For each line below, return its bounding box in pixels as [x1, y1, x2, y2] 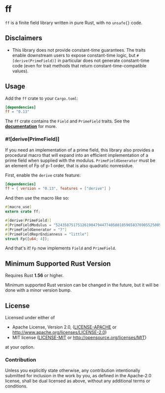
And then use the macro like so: [5, 195, 69, 201]
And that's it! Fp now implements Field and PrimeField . [5, 245, 116, 251]
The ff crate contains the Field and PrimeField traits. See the [5, 118, 130, 124]
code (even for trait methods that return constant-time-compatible [12, 62, 146, 68]
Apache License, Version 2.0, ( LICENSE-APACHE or [12, 324, 117, 330]
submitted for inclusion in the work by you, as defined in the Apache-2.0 [5, 373, 151, 379]
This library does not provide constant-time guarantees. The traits [12, 47, 146, 53]
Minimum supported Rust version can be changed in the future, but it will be [5, 282, 159, 288]
